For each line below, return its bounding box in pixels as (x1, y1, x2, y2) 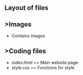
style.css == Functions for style (11, 65, 75, 71)
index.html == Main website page (11, 60, 78, 65)
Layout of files (4, 4, 49, 12)
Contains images (11, 33, 45, 39)
